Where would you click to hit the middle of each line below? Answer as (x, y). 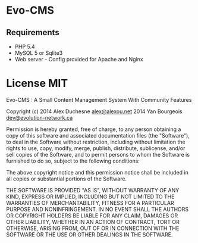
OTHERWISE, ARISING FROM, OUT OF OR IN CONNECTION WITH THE (93, 228)
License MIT (37, 83)
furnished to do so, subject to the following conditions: (73, 161)
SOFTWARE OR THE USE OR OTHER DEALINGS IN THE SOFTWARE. (89, 234)
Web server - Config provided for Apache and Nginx (79, 59)
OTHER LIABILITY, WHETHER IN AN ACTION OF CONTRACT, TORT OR (93, 222)
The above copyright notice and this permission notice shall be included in (97, 172)
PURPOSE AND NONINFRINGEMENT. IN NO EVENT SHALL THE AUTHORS (98, 209)
